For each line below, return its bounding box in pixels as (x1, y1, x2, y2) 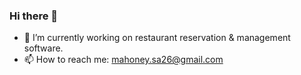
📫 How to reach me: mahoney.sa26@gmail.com (23, 54, 224, 66)
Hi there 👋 (9, 9, 59, 23)
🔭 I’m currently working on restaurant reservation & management (23, 32, 291, 44)
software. (23, 42, 64, 54)
